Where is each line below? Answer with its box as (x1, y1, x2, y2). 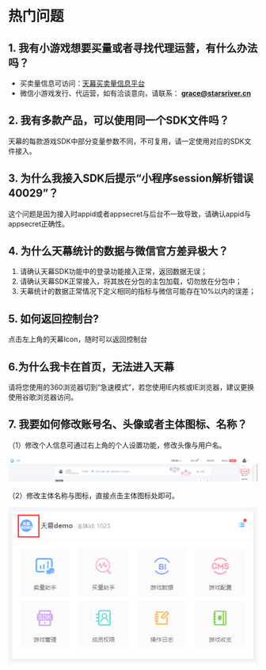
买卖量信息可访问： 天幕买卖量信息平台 (19, 78, 145, 88)
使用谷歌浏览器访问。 (8, 393, 78, 402)
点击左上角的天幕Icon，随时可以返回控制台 (8, 334, 148, 345)
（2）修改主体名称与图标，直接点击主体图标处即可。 (8, 490, 180, 500)
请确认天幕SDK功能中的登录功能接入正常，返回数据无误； (19, 267, 208, 276)
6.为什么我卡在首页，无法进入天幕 (8, 360, 175, 373)
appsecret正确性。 (8, 219, 70, 228)
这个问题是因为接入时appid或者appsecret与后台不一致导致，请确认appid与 (8, 209, 252, 219)
